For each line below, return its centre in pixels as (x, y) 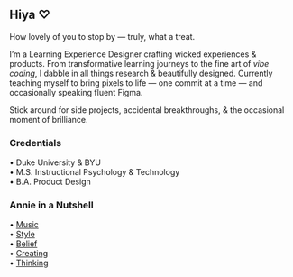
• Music (24, 225)
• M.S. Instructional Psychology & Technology (95, 172)
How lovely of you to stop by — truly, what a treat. (102, 36)
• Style (23, 235)
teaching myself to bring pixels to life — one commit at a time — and (136, 83)
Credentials (35, 143)
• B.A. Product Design (50, 182)
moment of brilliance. (49, 119)
